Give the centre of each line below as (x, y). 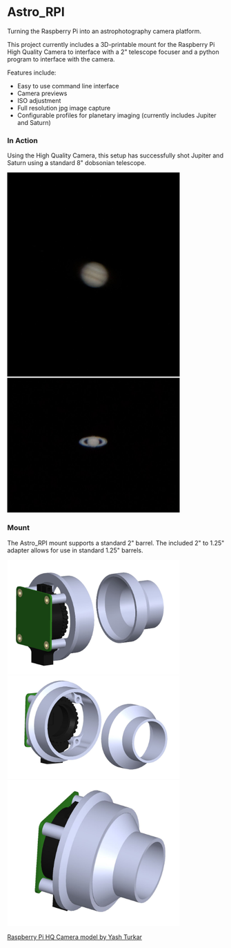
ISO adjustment (39, 100)
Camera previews (42, 93)
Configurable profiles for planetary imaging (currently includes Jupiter (117, 115)
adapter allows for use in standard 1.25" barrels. (75, 550)
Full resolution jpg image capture (64, 108)
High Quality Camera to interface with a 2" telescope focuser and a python (113, 52)
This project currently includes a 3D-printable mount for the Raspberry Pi (111, 44)
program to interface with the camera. (61, 59)
